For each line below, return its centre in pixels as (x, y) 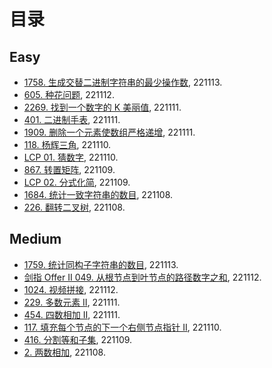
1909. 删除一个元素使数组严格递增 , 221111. (109, 132)
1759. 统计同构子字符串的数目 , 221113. (101, 264)
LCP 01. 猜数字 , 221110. (71, 157)
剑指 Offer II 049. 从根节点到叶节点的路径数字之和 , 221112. (142, 277)
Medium (35, 239)
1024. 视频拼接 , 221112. (71, 289)
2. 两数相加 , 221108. (64, 352)
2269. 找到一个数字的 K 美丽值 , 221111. (102, 107)
